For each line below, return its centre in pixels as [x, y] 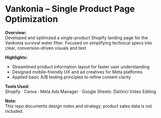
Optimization [31, 19]
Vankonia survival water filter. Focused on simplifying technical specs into [79, 43]
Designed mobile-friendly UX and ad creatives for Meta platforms [77, 72]
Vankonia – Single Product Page [70, 9]
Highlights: [16, 57]
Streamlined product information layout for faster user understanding [81, 67]
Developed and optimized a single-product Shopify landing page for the [77, 38]
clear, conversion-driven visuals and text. [46, 48]
